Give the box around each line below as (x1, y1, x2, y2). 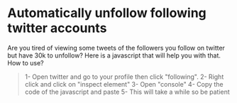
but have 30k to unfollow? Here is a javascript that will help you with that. (7, 51, 221, 60)
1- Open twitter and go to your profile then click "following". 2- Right (24, 72, 224, 81)
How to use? (7, 58, 44, 67)
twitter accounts (7, 20, 107, 36)
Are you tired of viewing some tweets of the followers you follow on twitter (7, 43, 226, 52)
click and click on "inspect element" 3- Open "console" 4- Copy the (24, 80, 224, 88)
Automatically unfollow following (7, 5, 207, 21)
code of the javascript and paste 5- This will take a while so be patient (24, 87, 231, 96)
